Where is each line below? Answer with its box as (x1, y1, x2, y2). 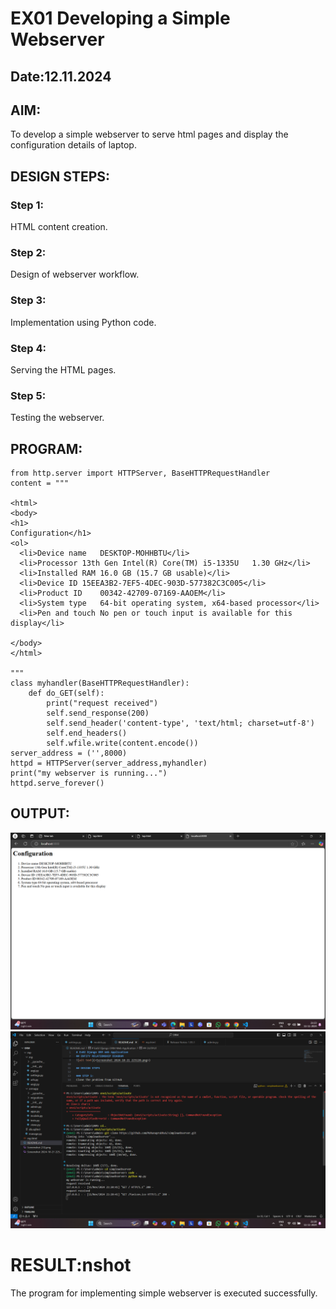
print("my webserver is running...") (10, 768, 168, 779)
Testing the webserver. (10, 412, 105, 424)
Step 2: (10, 246, 47, 259)
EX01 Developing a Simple (10, 7, 231, 30)
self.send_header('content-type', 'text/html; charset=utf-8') (46, 718, 315, 729)
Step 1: (10, 198, 44, 212)
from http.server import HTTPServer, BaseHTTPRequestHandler (10, 468, 271, 479)
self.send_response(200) (46, 708, 150, 719)
